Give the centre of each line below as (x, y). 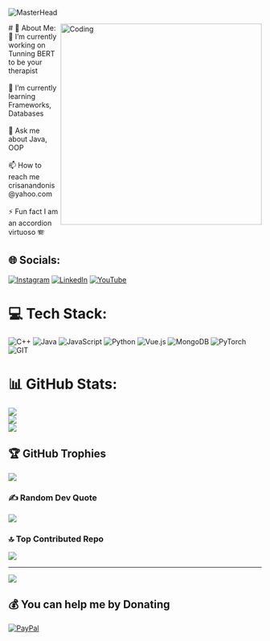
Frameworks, (30, 105)
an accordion (30, 223)
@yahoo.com (30, 194)
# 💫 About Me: (32, 28)
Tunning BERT (32, 53)
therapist (23, 71)
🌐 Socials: (35, 260)
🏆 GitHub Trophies (57, 454)
